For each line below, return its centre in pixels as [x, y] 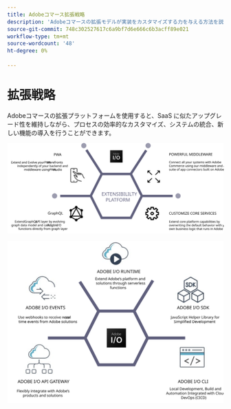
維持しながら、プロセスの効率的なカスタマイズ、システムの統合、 [124, 124]
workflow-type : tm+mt [38, 36]
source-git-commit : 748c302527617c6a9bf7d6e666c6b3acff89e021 [98, 29]
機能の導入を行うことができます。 [67, 133]
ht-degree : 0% [27, 51]
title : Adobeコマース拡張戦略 [46, 14]
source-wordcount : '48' [41, 44]
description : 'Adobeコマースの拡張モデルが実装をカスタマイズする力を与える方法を [113, 22]
